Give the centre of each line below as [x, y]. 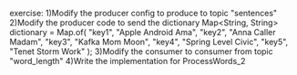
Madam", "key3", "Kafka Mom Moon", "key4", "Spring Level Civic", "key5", [149, 42]
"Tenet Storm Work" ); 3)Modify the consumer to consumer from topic [141, 52]
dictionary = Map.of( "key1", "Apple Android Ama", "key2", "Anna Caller [143, 32]
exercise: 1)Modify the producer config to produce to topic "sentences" [143, 13]
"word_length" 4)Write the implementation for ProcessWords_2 [128, 61]
